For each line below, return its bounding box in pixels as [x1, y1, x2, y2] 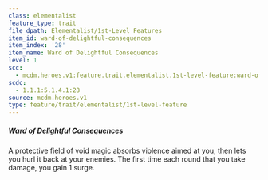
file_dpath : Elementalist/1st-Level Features [8, 26, 162, 34]
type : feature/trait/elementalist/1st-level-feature [8, 101, 187, 109]
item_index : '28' [8, 42, 66, 50]
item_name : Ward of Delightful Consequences [8, 49, 159, 57]
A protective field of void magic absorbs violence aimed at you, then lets [8, 146, 246, 156]
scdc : [8, 78, 26, 86]
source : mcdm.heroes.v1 [8, 94, 88, 102]
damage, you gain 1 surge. [8, 163, 95, 173]
